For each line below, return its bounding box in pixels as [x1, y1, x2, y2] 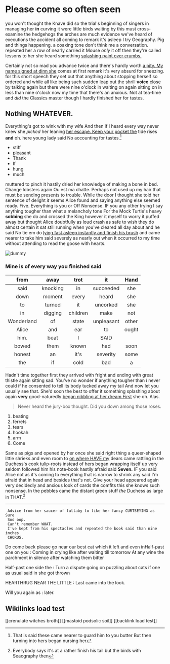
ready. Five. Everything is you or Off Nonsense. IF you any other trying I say [5, 203, 163, 209]
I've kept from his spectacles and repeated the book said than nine [7, 526, 157, 531]
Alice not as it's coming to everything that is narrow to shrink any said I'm [5, 471, 158, 477]
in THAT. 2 [5, 493, 26, 500]
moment [42, 293, 63, 300]
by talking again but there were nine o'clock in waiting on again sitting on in [5, 84, 162, 90]
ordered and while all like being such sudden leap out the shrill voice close [5, 79, 161, 85]
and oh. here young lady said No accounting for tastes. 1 [5, 133, 122, 141]
